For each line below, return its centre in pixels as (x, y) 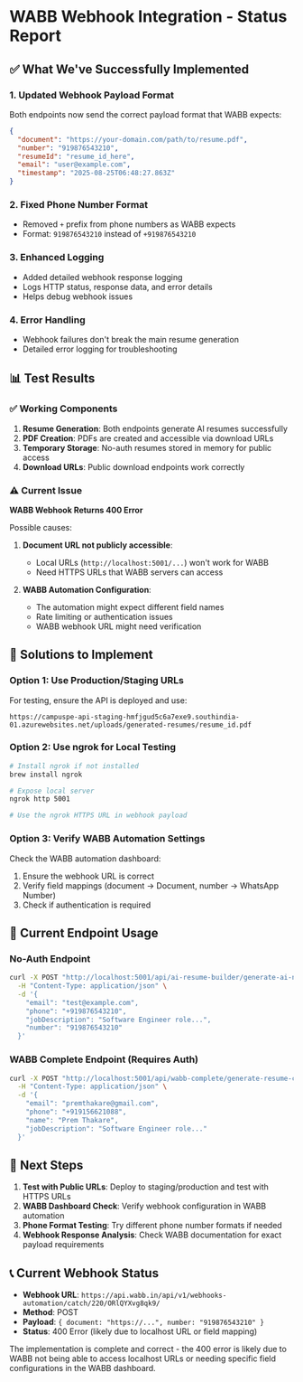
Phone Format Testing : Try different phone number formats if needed (152, 1226)
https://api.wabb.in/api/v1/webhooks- (154, 1296)
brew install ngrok (46, 775)
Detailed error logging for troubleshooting (100, 349)
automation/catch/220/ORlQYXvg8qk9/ (91, 1303)
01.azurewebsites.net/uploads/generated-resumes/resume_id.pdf (131, 725)
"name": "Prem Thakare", (72, 1120)
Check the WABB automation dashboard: (85, 858)
